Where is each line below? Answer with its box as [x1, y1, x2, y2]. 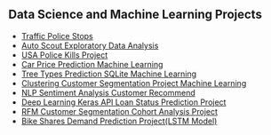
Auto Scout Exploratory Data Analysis [20, 40, 159, 51]
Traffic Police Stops [20, 30, 94, 41]
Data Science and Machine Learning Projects [8, 7, 263, 22]
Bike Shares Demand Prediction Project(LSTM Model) [20, 115, 218, 126]
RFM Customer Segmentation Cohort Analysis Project [20, 106, 219, 116]
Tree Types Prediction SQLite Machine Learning [20, 68, 197, 79]
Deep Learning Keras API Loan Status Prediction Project [20, 97, 227, 107]
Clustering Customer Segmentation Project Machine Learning [20, 77, 247, 88]
